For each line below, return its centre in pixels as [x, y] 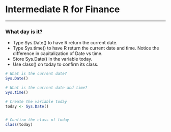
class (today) [19, 125]
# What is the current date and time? [46, 88]
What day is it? [24, 32]
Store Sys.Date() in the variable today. [52, 59]
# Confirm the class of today [37, 120]
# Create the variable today [36, 101]
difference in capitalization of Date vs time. [58, 54]
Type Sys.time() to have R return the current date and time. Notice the [86, 48]
